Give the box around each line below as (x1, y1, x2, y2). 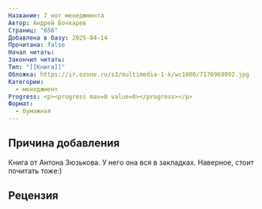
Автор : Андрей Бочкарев (8, 19, 87, 27)
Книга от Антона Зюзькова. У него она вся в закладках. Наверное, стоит (8, 158, 255, 167)
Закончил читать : (8, 56, 66, 64)
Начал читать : (8, 48, 55, 56)
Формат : (8, 100, 34, 108)
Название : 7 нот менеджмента (8, 11, 104, 20)
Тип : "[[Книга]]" (8, 63, 66, 71)
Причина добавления (8, 136, 120, 150)
